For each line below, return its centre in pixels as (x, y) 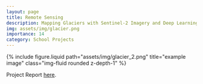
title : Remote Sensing (35, 17)
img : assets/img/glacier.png (43, 28)
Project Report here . (31, 75)
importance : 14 (25, 34)
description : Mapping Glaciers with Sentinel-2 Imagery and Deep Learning (102, 23)
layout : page (23, 12)
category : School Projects (40, 40)
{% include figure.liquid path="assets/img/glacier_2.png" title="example (96, 57)
